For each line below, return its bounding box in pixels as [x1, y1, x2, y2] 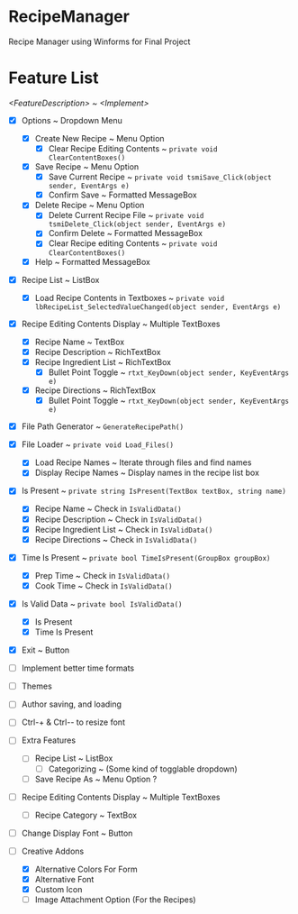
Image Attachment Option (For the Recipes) [34, 894, 196, 905]
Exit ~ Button [21, 644, 70, 655]
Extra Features [21, 735, 77, 745]
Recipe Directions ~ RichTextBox [34, 385, 157, 396]
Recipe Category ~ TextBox [34, 809, 137, 820]
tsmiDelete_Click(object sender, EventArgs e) [48, 220, 227, 229]
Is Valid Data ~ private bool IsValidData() [21, 598, 183, 609]
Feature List [8, 68, 99, 88]
